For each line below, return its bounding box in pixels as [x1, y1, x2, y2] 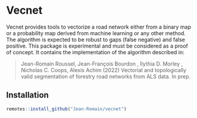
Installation [6, 90, 49, 100]
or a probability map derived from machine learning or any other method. [6, 29, 186, 36]
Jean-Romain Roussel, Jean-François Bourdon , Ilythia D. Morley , [20, 60, 183, 67]
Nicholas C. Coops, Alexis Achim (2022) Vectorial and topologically [20, 66, 187, 73]
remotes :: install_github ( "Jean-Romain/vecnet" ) [6, 105, 127, 112]
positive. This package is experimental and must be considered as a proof [6, 42, 188, 49]
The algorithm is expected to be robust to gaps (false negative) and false [6, 36, 186, 43]
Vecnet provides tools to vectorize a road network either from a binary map [6, 23, 192, 30]
